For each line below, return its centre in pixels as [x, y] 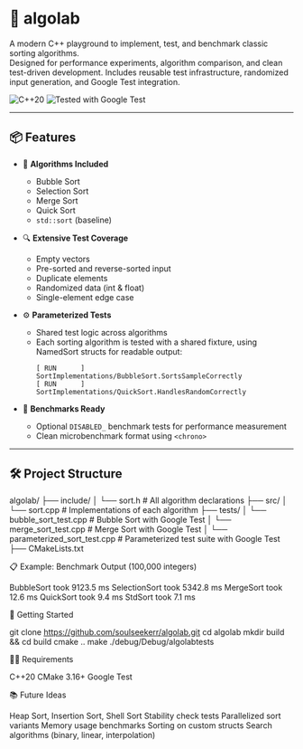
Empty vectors [63, 259]
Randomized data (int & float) [90, 288]
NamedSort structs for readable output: [109, 351]
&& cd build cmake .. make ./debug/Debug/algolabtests [112, 641]
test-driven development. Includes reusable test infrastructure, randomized [149, 72]
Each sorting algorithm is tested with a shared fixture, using [147, 342]
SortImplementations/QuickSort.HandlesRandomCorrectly [141, 392]
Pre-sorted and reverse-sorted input [103, 268]
